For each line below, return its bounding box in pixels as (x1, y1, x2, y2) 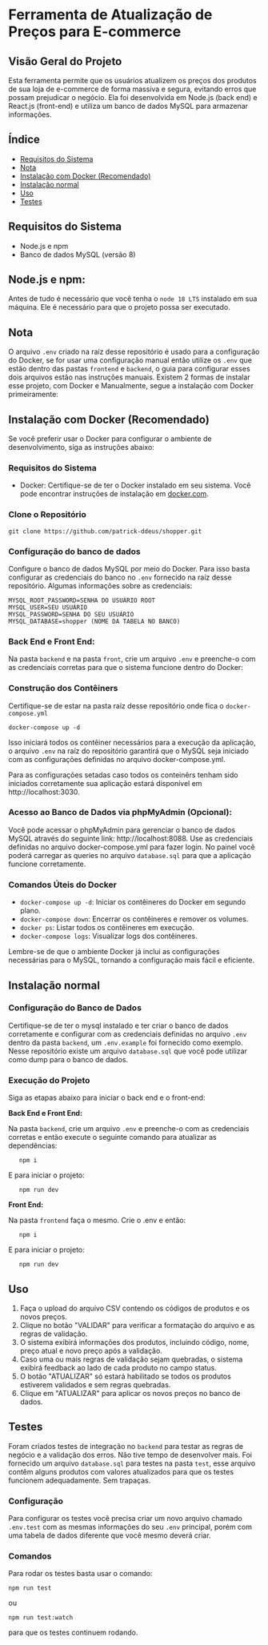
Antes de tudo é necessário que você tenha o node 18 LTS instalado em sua (8, 294, 258, 303)
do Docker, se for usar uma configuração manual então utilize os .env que (8, 355, 252, 365)
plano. (19, 906, 42, 916)
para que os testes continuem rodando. (8, 1627, 138, 1638)
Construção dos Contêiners (8, 683, 118, 694)
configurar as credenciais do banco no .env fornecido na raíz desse (8, 572, 232, 582)
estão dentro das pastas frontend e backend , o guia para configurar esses (8, 364, 250, 374)
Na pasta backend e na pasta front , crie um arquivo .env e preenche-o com (8, 654, 256, 664)
